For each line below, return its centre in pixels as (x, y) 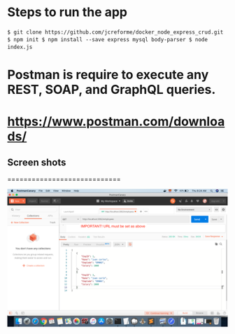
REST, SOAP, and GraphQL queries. (112, 90)
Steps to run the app (67, 12)
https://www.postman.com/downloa (116, 121)
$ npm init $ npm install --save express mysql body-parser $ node (108, 39)
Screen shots (37, 162)
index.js (20, 47)
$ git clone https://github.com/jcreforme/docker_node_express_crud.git (115, 32)
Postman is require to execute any (108, 75)
